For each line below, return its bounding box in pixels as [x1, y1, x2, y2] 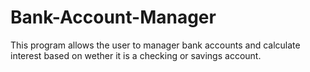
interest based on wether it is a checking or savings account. [10, 49, 262, 61]
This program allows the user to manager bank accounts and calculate [10, 39, 301, 51]
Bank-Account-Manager [10, 6, 217, 29]
